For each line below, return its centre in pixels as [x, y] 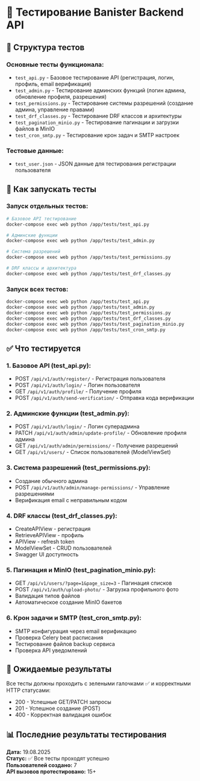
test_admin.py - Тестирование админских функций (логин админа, [100, 90]
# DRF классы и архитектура [42, 268]
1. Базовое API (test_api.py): [49, 366]
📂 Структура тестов [45, 47]
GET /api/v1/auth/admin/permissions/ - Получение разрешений [96, 446]
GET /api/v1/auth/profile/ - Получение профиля [78, 391]
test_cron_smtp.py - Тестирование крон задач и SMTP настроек [97, 135]
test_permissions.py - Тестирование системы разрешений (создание [104, 103]
